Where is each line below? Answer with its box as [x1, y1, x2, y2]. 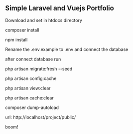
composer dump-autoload [5, 104, 59, 110]
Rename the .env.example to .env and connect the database [5, 46, 129, 52]
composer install [5, 27, 39, 33]
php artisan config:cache [5, 75, 57, 81]
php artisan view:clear [5, 85, 51, 91]
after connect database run [5, 56, 61, 62]
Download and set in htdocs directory [5, 17, 82, 23]
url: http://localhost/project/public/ [5, 114, 76, 120]
